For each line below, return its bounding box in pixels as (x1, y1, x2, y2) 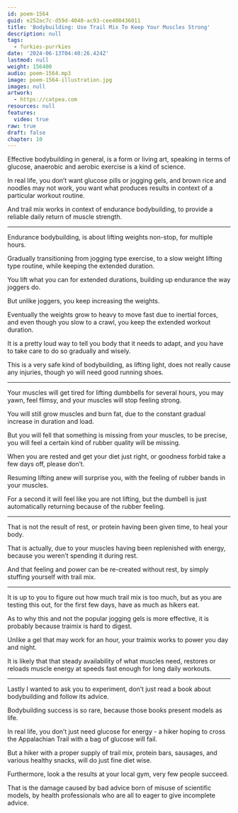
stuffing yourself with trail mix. (7, 573, 96, 581)
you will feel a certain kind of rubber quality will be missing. (7, 439, 181, 447)
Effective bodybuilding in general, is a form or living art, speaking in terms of (7, 155, 231, 164)
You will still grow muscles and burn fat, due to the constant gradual (7, 410, 206, 418)
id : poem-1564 (7, 10, 50, 18)
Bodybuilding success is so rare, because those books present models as (7, 706, 222, 714)
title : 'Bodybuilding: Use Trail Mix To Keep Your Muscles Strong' (7, 23, 211, 30)
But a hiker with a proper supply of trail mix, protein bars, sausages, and (7, 748, 217, 757)
